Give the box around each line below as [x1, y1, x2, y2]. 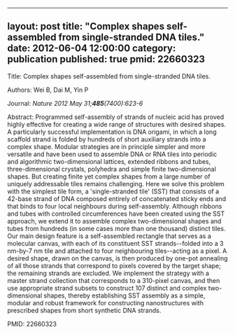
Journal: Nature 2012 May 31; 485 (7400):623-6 [7, 99, 143, 107]
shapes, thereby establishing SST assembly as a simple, [43, 291, 206, 300]
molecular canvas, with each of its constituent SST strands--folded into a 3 [7, 239, 224, 247]
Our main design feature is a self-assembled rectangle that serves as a [7, 232, 212, 240]
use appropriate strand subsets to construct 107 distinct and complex [7, 284, 207, 292]
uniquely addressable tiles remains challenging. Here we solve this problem [7, 179, 225, 188]
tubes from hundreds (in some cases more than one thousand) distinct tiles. [7, 224, 226, 232]
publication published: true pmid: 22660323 [7, 53, 205, 65]
